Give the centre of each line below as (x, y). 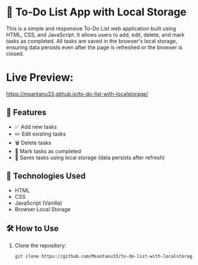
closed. (15, 53)
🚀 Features (26, 113)
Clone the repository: (40, 245)
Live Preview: (40, 78)
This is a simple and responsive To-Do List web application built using (91, 28)
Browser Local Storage (43, 209)
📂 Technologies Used (46, 176)
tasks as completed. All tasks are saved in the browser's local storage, (92, 41)
